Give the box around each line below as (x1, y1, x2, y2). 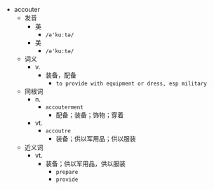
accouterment (45, 104, 84, 111)
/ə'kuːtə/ (45, 32, 74, 39)
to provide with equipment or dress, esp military (55, 80, 207, 87)
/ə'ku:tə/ (45, 48, 74, 55)
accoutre (45, 128, 72, 135)
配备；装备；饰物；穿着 (55, 111, 124, 119)
